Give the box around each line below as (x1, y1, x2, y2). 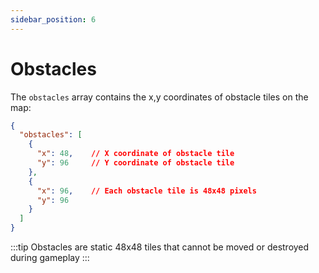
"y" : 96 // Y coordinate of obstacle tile (36, 158, 235, 168)
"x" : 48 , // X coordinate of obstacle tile (36, 149, 235, 159)
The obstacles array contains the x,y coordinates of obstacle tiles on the (10, 91, 309, 103)
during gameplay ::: (10, 252, 90, 264)
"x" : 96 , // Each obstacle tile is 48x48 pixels (36, 186, 257, 196)
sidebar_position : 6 (10, 14, 97, 25)
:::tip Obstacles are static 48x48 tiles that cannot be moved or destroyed (10, 241, 310, 253)
